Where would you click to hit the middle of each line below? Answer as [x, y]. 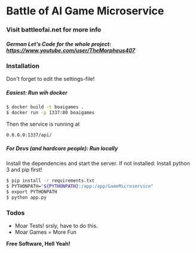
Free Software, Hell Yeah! [38, 243]
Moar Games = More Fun [45, 232]
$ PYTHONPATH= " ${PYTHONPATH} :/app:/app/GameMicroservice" [80, 187]
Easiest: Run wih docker [37, 93]
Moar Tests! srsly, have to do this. [56, 225]
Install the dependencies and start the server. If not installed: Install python [98, 163]
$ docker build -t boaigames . [45, 107]
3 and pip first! [24, 170]
